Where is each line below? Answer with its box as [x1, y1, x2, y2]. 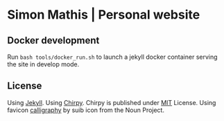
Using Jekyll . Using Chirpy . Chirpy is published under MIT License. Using [7, 98, 216, 106]
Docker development [7, 35, 100, 46]
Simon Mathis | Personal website [7, 7, 200, 23]
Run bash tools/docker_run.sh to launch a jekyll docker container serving [7, 53, 218, 61]
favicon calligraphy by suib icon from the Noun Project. [7, 106, 165, 114]
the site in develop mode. [7, 60, 80, 68]
